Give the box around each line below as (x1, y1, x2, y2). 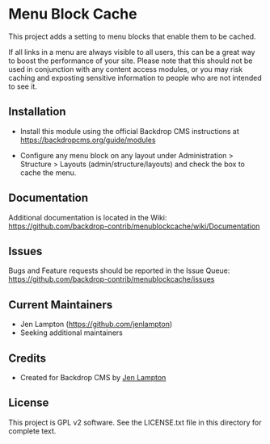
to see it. (8, 82, 38, 91)
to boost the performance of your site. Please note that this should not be (8, 56, 253, 65)
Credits (8, 351, 47, 365)
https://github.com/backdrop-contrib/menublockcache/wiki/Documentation (8, 221, 260, 231)
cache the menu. (19, 167, 77, 178)
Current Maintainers (8, 298, 113, 312)
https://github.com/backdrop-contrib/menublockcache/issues (8, 274, 215, 284)
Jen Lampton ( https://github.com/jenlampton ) (19, 320, 173, 329)
